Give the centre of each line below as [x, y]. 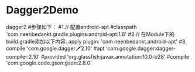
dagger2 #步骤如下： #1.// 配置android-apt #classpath [71, 27]
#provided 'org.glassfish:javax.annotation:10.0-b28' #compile [115, 56]
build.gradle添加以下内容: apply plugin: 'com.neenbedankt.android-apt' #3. [96, 41]
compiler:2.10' [23, 56]
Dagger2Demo [42, 10]
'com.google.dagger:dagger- [141, 48]
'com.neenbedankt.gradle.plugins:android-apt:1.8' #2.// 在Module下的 [90, 34]
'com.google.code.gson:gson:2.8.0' [49, 63]
